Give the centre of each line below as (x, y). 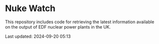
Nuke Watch (30, 8)
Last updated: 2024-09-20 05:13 (38, 36)
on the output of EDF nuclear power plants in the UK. (58, 27)
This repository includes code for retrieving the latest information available (80, 22)
